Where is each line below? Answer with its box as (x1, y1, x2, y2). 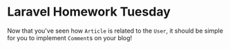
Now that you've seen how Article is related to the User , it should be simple (7, 27, 223, 35)
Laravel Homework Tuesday (7, 4, 171, 20)
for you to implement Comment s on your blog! (7, 33, 133, 42)
